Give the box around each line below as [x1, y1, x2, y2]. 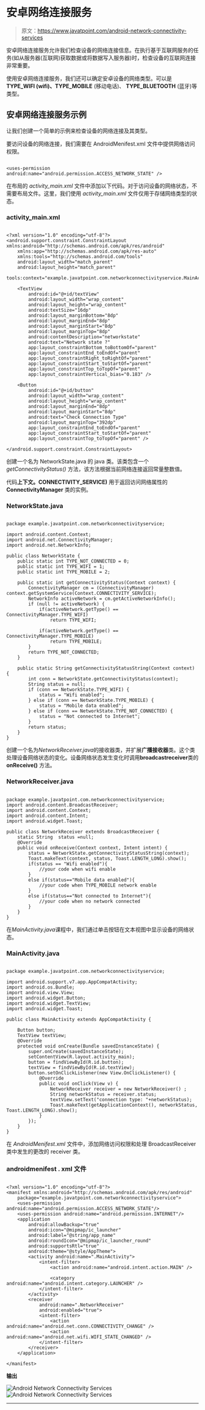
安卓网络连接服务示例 [6, 109, 87, 120]
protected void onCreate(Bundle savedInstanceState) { [17, 1043, 160, 1049]
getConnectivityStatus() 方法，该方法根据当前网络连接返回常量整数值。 [6, 465, 185, 473]
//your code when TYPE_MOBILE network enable [38, 882, 157, 888]
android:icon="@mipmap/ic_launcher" [28, 1227, 121, 1233]
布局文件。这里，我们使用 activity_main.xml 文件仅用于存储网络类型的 [16, 190, 192, 197]
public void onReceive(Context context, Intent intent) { [17, 844, 168, 851]
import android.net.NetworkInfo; [6, 542, 92, 548]
